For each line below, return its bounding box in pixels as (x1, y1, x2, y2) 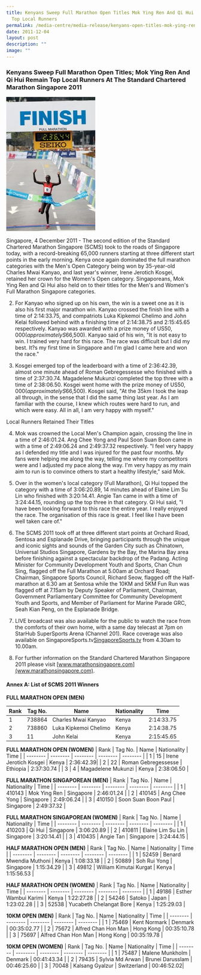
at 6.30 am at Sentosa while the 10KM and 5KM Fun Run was (39, 580, 190, 588)
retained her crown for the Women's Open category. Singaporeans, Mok (6, 275, 184, 283)
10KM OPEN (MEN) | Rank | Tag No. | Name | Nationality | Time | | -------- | (6, 912, 193, 919)
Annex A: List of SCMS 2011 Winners (6, 680, 99, 688)
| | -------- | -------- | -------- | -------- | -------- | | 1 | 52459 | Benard (6, 851, 181, 858)
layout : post (6, 35, 39, 41)
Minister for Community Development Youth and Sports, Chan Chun (14, 561, 182, 568)
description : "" (6, 41, 47, 47)
